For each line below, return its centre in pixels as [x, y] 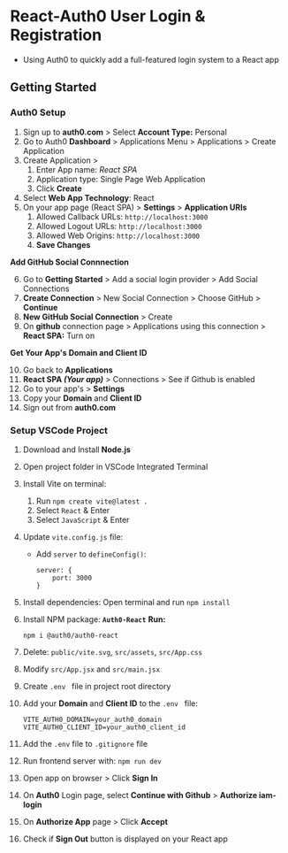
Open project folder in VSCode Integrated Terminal [115, 466]
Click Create [59, 188]
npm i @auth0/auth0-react [70, 635]
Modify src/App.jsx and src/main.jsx [91, 669]
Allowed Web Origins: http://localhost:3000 [118, 235]
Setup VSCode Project [59, 430]
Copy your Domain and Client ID [82, 398]
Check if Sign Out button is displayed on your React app [125, 839]
